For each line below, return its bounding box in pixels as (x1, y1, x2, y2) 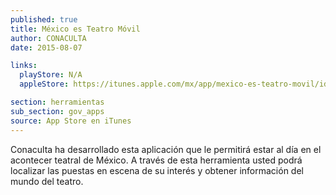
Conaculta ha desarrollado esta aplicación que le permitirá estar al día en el (10, 143, 322, 155)
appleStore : (19, 79, 70, 90)
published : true (10, 14, 78, 25)
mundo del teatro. (10, 175, 84, 187)
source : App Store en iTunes (10, 116, 132, 126)
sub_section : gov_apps (10, 106, 105, 116)
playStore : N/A (19, 70, 83, 80)
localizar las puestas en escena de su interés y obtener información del (10, 164, 304, 176)
